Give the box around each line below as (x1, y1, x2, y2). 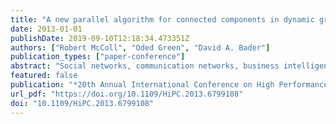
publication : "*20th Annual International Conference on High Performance (10, 80, 329, 90)
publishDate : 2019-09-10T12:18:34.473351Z (10, 33, 190, 43)
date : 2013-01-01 (10, 24, 83, 34)
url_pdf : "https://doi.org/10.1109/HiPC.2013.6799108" (10, 89, 244, 99)
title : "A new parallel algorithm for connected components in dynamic (10, 14, 315, 25)
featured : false (10, 71, 78, 81)
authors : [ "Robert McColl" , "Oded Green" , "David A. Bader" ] (10, 42, 271, 53)
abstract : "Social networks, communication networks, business (10, 61, 280, 71)
